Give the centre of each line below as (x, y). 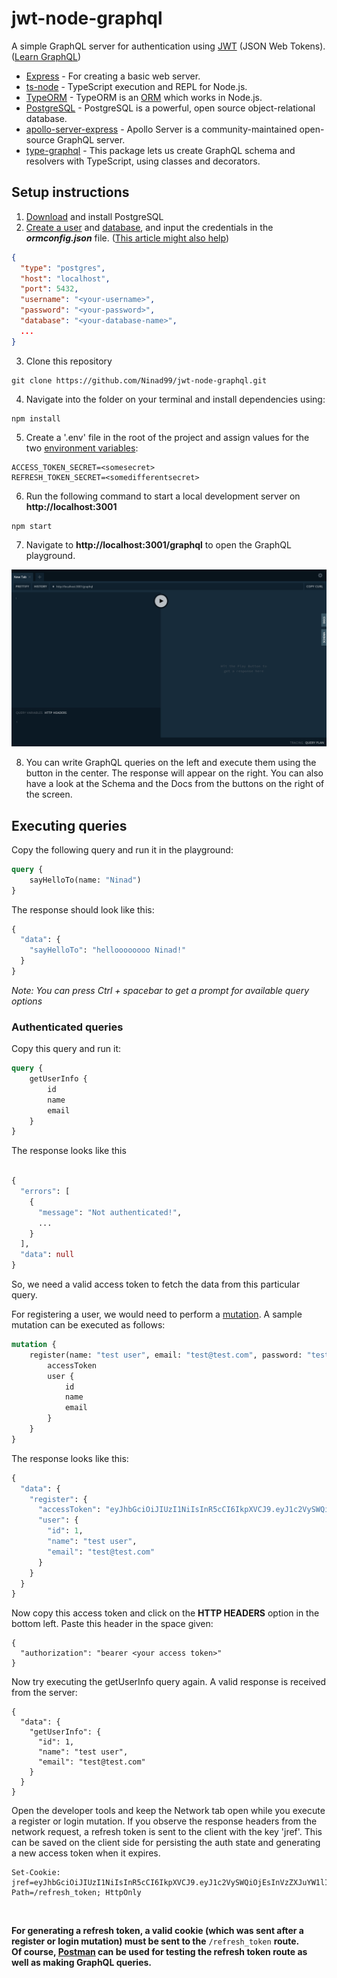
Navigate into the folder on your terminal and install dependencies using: (175, 399)
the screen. (49, 794)
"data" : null (47, 1255)
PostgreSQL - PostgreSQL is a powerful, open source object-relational (170, 108)
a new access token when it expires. (86, 1853)
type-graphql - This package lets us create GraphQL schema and (160, 150)
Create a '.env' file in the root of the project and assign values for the (167, 437)
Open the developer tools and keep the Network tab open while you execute (168, 1811)
